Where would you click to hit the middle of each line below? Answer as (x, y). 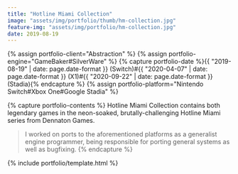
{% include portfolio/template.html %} (63, 163)
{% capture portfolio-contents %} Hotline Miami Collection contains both (114, 105)
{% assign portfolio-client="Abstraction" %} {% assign (87, 54)
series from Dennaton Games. (51, 121)
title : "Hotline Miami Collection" (60, 14)
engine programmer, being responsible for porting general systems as (127, 142)
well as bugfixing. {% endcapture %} (79, 149)
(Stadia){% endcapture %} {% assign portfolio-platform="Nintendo (106, 84)
